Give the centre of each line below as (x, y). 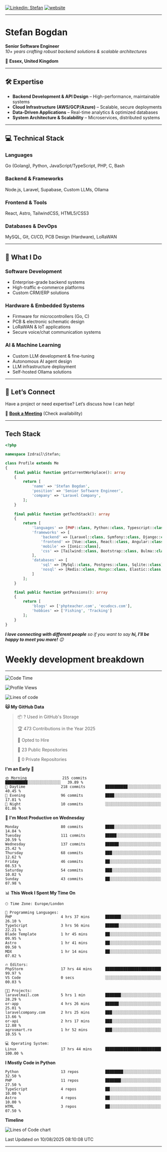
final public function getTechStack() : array (62, 514)
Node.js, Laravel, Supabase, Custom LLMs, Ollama (57, 189)
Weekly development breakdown (75, 659)
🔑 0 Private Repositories (42, 759)
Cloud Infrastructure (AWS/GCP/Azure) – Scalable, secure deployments (87, 107)
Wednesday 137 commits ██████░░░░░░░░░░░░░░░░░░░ (83, 844)
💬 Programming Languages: (32, 912)
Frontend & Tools (26, 202)
